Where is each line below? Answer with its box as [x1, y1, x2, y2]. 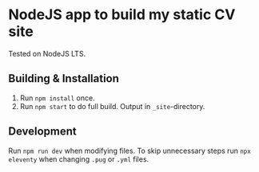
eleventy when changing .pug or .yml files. [8, 154, 149, 164]
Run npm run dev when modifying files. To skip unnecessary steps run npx [8, 146, 252, 155]
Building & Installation [8, 72, 120, 85]
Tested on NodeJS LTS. [8, 49, 86, 58]
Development [8, 125, 78, 139]
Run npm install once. [19, 93, 95, 103]
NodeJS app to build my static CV [8, 6, 236, 24]
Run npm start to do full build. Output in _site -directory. [19, 101, 205, 111]
